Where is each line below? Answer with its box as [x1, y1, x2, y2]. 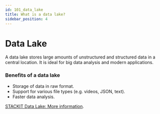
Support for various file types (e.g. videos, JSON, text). [12, 88, 125, 94]
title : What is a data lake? [5, 12, 66, 17]
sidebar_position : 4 [5, 16, 48, 21]
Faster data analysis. [12, 94, 55, 100]
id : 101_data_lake [5, 7, 43, 12]
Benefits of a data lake [5, 72, 61, 79]
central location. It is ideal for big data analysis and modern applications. [5, 59, 154, 65]
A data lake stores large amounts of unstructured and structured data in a [5, 54, 156, 60]
